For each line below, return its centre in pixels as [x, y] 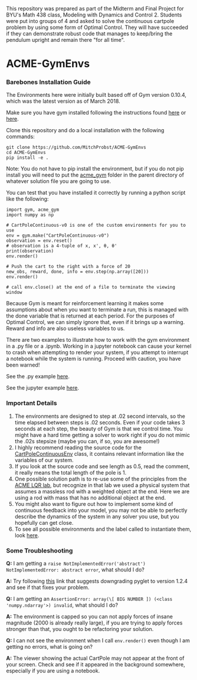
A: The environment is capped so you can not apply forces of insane [89, 617]
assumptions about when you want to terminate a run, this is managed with [97, 310]
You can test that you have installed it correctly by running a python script [96, 193]
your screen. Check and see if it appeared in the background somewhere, [96, 665]
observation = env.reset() [39, 241]
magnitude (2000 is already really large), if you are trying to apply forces [94, 623]
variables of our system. [44, 460]
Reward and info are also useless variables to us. [65, 328]
